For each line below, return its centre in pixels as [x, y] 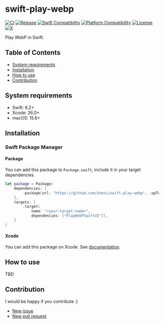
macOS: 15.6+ [26, 118]
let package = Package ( [29, 184]
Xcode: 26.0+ [26, 112]
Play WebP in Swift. [25, 37]
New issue [23, 311]
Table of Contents [33, 53]
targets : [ [25, 202]
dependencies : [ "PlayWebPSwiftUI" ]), [70, 216]
